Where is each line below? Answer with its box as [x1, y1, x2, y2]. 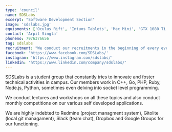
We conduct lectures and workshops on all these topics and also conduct [5, 95, 160, 101]
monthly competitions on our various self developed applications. [5, 100, 143, 106]
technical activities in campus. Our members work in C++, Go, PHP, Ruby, [5, 79, 161, 85]
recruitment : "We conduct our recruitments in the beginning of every [5, 46, 159, 51]
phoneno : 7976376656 [5, 36, 50, 41]
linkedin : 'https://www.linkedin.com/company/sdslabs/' [5, 60, 127, 65]
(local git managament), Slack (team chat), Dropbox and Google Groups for [5, 116, 164, 122]
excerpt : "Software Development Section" [5, 17, 95, 22]
